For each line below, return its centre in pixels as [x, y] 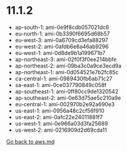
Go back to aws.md [31, 141]
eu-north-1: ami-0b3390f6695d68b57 [62, 33]
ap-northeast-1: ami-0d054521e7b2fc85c [67, 72]
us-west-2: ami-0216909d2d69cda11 [61, 130]
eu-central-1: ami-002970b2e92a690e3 [65, 104]
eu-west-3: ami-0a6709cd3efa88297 [62, 40]
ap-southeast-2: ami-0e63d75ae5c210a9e [68, 98]
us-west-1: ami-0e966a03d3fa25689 [61, 123]
